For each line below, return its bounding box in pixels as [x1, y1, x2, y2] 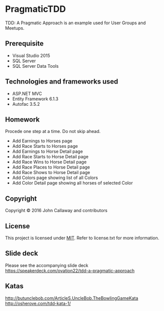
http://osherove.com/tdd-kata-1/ [5, 300, 71, 306]
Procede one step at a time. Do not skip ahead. [5, 129, 101, 134]
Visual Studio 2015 [12, 52, 50, 58]
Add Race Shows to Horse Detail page [12, 170, 90, 176]
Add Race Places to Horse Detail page [12, 164, 90, 170]
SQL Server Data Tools [12, 63, 59, 69]
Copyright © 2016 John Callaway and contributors [5, 208, 108, 214]
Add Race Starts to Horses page [12, 143, 78, 149]
